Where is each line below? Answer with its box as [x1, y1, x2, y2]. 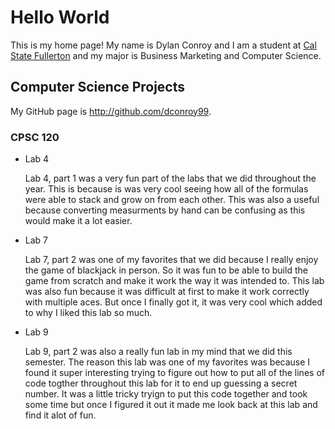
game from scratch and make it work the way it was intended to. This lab [24, 275, 325, 287]
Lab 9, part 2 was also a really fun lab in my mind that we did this [24, 346, 293, 358]
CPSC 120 [10, 130, 60, 144]
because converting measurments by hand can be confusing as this [24, 204, 306, 216]
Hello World [10, 6, 110, 29]
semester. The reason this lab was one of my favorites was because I [24, 356, 311, 368]
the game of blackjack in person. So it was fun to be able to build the [24, 264, 308, 276]
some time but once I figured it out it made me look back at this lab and [24, 399, 318, 411]
